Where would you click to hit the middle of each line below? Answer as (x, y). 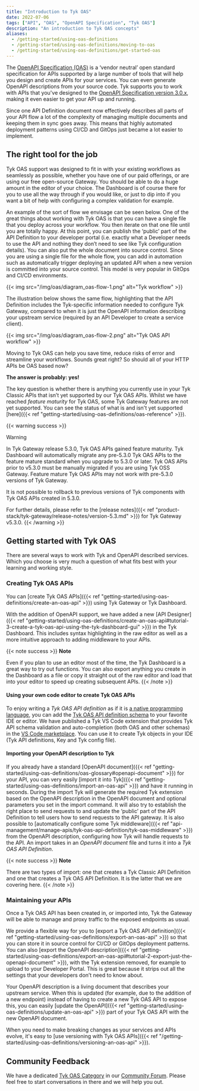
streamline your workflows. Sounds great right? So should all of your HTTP (98, 359)
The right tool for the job (52, 154)
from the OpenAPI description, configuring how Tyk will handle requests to (97, 836)
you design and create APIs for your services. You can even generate (91, 80)
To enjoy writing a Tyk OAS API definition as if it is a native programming (94, 708)
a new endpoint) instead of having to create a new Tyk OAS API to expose (97, 999)
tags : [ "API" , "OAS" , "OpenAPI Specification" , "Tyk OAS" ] (81, 23)
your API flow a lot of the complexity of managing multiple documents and (97, 117)
